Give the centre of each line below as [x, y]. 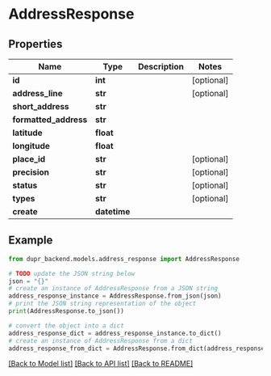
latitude [27, 133]
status [25, 185]
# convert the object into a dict [67, 325]
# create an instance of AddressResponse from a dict [101, 340]
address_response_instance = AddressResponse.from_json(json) [115, 296]
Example [31, 241]
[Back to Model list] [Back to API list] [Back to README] [101, 364]
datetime [113, 211]
